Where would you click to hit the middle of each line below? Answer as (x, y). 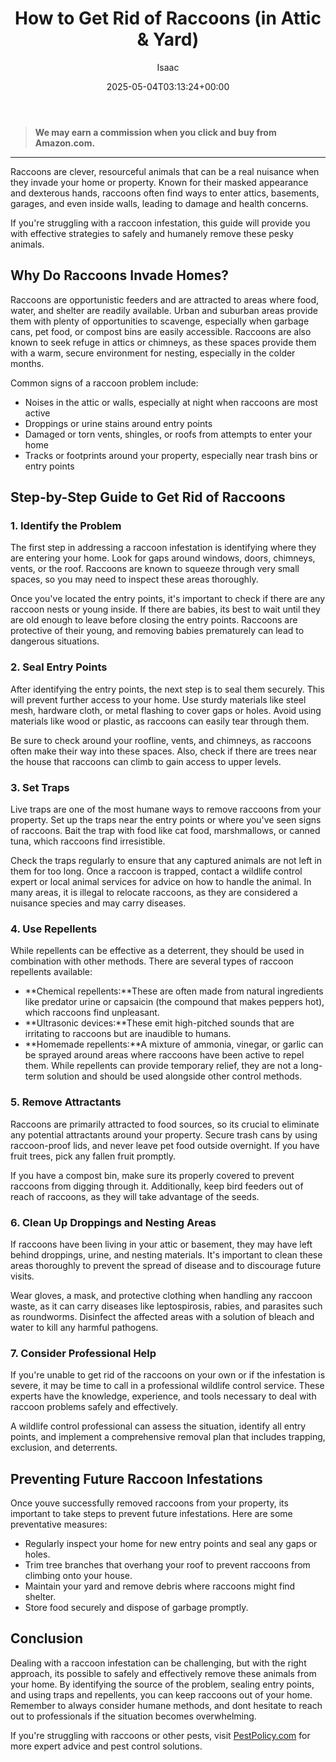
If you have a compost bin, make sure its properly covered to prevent (152, 1175)
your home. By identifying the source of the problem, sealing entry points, (162, 1684)
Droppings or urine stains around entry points (118, 423)
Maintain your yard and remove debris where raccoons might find (160, 1586)
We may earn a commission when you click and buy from (155, 132)
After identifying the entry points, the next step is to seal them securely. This (167, 689)
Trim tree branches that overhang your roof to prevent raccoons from (167, 1565)
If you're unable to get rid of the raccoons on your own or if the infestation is (168, 1375)
